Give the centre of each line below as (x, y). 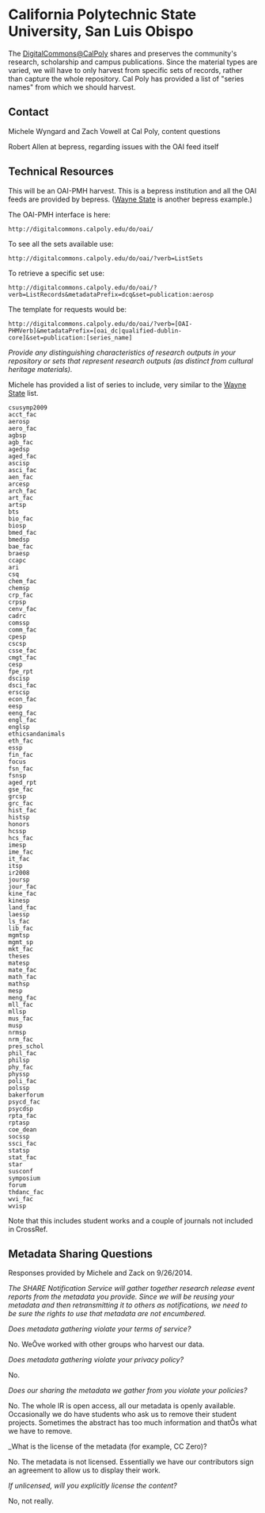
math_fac (23, 977)
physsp (19, 1074)
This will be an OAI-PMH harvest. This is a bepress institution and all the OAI (132, 190)
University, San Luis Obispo (101, 31)
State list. (23, 393)
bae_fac (21, 546)
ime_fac (21, 852)
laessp (19, 914)
